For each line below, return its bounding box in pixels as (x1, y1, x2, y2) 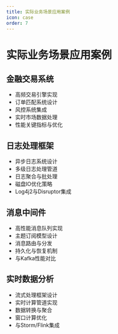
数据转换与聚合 (14, 306, 52, 313)
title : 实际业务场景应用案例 (6, 8, 70, 15)
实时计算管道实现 (14, 298, 58, 306)
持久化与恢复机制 (14, 247, 58, 254)
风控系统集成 (14, 106, 47, 114)
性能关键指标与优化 (14, 121, 63, 129)
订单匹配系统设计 (14, 98, 58, 106)
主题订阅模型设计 (14, 232, 58, 239)
